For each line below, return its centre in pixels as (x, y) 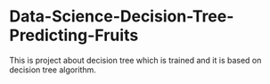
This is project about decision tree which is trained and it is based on (135, 60)
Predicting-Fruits (74, 35)
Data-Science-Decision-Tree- (122, 17)
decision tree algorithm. (53, 70)
